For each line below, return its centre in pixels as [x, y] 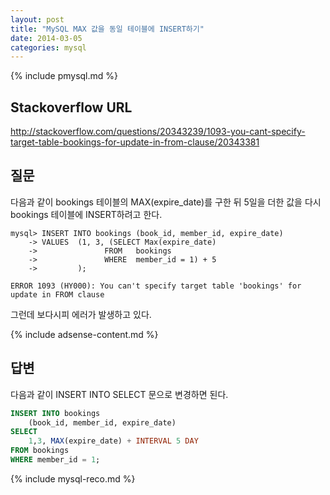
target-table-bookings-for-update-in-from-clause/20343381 [135, 142]
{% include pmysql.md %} [64, 76]
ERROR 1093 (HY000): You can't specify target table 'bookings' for [156, 286]
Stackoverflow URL [71, 107]
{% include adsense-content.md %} [84, 334]
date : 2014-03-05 [46, 38]
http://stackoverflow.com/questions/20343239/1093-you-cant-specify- [158, 132]
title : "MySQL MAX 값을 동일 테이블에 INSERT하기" [107, 29]
